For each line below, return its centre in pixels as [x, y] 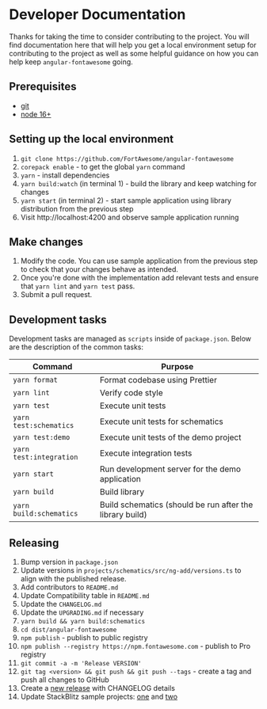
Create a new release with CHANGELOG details [97, 688]
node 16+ [36, 114]
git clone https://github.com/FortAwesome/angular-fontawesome [127, 159]
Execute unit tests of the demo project [170, 437]
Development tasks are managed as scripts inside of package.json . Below [130, 339]
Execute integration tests [146, 453]
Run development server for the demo [170, 469]
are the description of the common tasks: [76, 347]
